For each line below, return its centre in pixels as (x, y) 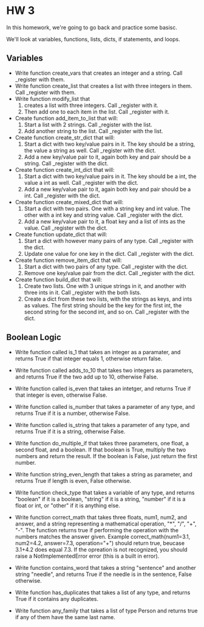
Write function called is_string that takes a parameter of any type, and (102, 425)
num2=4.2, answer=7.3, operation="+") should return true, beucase (100, 543)
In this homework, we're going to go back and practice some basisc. (92, 27)
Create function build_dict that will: (59, 279)
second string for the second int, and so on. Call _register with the (107, 312)
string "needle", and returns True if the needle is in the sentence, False (104, 574)
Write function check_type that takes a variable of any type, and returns (105, 492)
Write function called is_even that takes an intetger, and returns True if (103, 388)
